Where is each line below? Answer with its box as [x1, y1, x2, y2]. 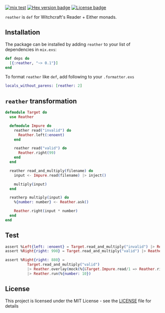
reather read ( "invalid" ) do [14, 128, 71, 133]
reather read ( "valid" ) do [14, 146, 67, 151]
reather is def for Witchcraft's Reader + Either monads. [5, 14, 117, 20]
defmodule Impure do [9, 123, 52, 128]
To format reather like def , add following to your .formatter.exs [5, 74, 135, 80]
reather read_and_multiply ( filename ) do [9, 168, 93, 173]
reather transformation [5, 97, 77, 105]
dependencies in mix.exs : [5, 47, 57, 52]
